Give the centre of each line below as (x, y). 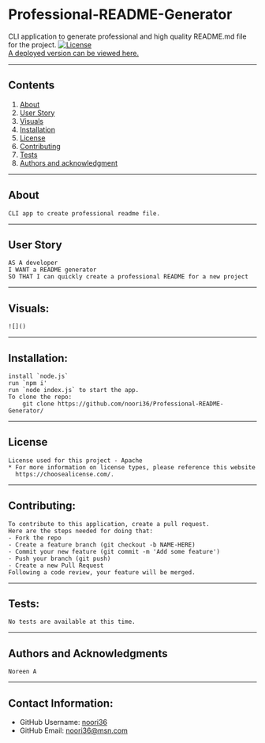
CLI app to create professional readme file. (84, 213)
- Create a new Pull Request (56, 566)
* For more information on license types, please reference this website (132, 467)
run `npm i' (28, 383)
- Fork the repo (35, 538)
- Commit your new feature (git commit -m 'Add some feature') (114, 551)
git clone (39, 404)
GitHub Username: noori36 (63, 722)
